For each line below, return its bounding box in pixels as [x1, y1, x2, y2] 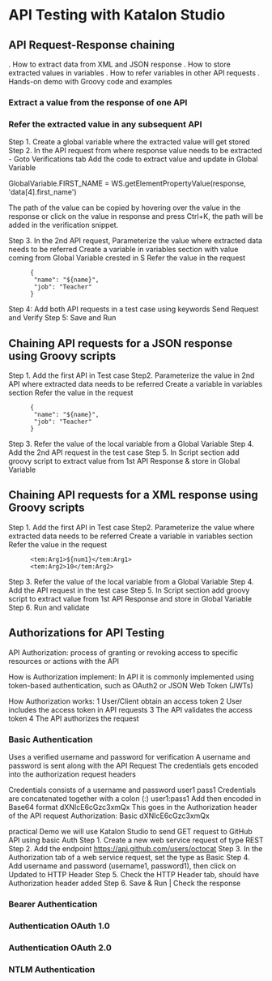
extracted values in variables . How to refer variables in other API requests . [8, 68, 261, 78]
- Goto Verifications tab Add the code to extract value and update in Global [8, 154, 258, 164]
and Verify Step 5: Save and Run [8, 313, 117, 323]
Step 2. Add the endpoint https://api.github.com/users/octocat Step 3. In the [8, 843, 263, 853]
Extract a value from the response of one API [8, 96, 188, 108]
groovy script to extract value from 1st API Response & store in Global [8, 456, 240, 466]
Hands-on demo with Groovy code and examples [8, 77, 172, 86]
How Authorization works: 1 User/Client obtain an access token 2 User [8, 696, 243, 706]
